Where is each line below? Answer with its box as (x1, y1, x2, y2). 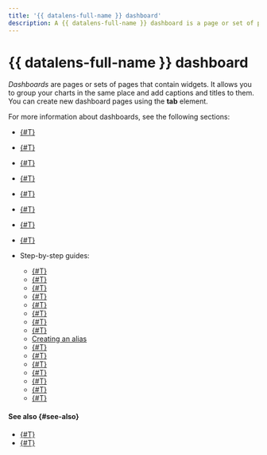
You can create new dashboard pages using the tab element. (8, 96, 208, 106)
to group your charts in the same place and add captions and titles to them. (8, 88, 254, 98)
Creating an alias (31, 334, 87, 343)
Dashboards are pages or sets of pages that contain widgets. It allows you (8, 80, 252, 89)
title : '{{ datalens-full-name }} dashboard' (8, 11, 161, 20)
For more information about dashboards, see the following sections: (8, 112, 230, 122)
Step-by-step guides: (19, 251, 90, 261)
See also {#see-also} (8, 412, 79, 422)
